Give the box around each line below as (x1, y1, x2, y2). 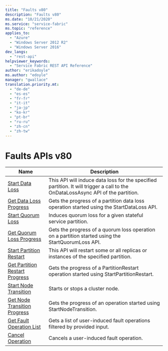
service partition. (48, 218, 88, 225)
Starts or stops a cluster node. (48, 285, 119, 292)
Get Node (7, 296, 30, 303)
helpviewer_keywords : (5, 59, 50, 64)
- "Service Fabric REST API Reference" (9, 63, 93, 68)
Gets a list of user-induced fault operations (48, 317, 150, 324)
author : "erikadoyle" (5, 68, 50, 73)
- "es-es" (9, 91, 30, 96)
